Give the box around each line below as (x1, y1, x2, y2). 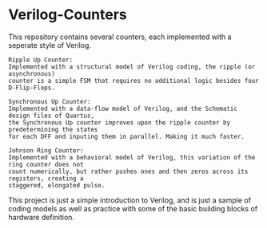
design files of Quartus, (8, 112, 94, 120)
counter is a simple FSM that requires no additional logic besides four (8, 77, 260, 85)
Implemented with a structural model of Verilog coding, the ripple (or (8, 62, 256, 71)
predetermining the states (8, 125, 98, 133)
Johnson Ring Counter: (8, 146, 84, 155)
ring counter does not (8, 160, 84, 168)
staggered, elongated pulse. (8, 181, 106, 189)
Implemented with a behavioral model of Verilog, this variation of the (8, 153, 256, 161)
